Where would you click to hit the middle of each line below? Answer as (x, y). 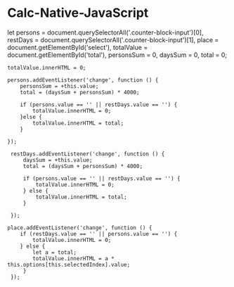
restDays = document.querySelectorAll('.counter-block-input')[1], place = (113, 39)
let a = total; (55, 252)
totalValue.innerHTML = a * (73, 258)
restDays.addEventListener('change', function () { (87, 154)
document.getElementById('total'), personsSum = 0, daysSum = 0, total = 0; (117, 55)
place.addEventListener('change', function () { (80, 228)
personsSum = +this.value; (59, 86)
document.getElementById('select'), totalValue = (78, 47)
